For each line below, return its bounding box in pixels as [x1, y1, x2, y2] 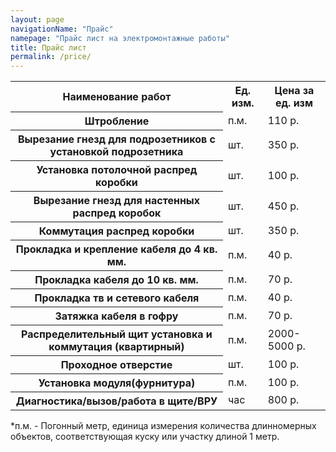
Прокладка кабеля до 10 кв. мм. [34, 272, 199, 286]
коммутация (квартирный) [48, 339, 185, 353]
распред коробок [72, 206, 162, 220]
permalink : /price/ [10, 52, 92, 62]
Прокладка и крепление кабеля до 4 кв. [15, 242, 218, 256]
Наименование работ [62, 89, 172, 103]
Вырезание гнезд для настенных [33, 193, 201, 207]
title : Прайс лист [10, 42, 87, 53]
